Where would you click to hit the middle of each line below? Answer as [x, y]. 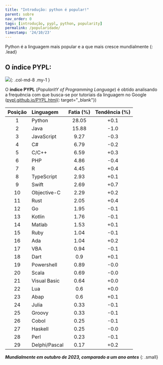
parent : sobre [20, 14]
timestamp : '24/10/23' [28, 33]
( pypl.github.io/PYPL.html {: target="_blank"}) [51, 100]
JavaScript [44, 136]
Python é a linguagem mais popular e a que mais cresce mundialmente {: [79, 47]
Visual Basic [46, 281]
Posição [17, 112]
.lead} [11, 52]
